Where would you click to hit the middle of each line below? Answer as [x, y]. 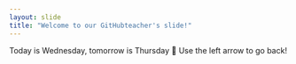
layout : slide [35, 17]
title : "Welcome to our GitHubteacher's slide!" [101, 25]
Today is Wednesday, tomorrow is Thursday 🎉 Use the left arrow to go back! [148, 50]
